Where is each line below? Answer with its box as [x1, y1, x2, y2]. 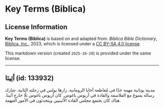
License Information [5, 23, 67, 31]
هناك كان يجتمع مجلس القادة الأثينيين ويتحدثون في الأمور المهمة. [5, 97, 121, 103]
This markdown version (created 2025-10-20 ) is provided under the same [5, 50, 151, 56]
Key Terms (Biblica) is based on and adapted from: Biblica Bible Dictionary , [5, 36, 158, 41]
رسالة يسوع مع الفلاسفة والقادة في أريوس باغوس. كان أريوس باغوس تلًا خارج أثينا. [5, 92, 155, 98]
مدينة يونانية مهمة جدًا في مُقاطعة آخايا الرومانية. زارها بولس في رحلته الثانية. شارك [5, 87, 155, 93]
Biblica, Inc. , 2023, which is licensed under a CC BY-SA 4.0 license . [5, 41, 141, 47]
